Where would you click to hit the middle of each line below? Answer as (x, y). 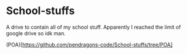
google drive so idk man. (36, 33)
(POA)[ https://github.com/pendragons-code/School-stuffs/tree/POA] (89, 45)
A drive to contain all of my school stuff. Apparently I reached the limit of (93, 27)
